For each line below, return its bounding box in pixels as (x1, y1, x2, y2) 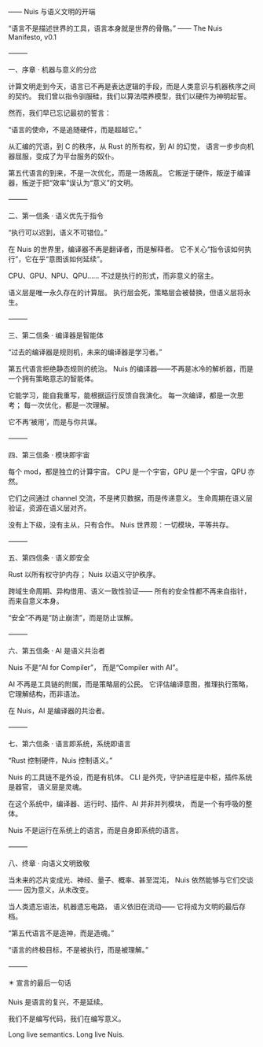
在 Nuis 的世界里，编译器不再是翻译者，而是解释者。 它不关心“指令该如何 (8, 245, 245, 253)
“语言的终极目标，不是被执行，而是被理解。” (8, 945, 149, 954)
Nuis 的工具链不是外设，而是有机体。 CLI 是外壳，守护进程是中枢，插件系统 (8, 772, 253, 782)
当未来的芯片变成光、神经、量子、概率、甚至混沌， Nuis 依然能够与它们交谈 (8, 875, 254, 884)
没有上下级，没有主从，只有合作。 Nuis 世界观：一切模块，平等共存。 (8, 520, 233, 529)
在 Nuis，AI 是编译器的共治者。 (8, 706, 109, 715)
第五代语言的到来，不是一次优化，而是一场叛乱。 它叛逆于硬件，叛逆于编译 (8, 168, 251, 177)
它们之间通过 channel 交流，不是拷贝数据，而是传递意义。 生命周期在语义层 (8, 494, 254, 502)
